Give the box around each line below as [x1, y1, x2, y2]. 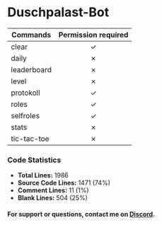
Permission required [58, 30, 129, 40]
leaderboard [11, 64, 52, 74]
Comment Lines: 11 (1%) [17, 186, 89, 195]
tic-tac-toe [11, 134, 50, 144]
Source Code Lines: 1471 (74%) [17, 178, 111, 187]
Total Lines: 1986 [17, 171, 69, 180]
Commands [11, 30, 52, 40]
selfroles [11, 110, 40, 120]
